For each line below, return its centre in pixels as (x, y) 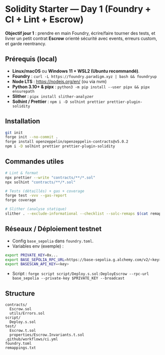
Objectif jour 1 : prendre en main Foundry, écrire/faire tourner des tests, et (80, 33)
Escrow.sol (21, 309)
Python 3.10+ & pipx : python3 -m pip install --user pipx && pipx (81, 87)
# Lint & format (22, 173)
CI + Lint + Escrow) (44, 19)
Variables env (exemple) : (38, 246)
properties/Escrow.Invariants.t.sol (47, 335)
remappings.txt (21, 348)
